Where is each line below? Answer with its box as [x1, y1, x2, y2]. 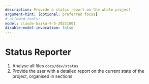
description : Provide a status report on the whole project [5, 7, 131, 12]
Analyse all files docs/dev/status [12, 63, 79, 69]
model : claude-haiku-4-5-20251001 [5, 21, 76, 26]
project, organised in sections [12, 73, 73, 79]
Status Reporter [5, 47, 71, 58]
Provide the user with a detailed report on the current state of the [12, 68, 145, 74]
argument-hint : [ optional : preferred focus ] [5, 12, 98, 17]
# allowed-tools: [5, 16, 41, 21]
